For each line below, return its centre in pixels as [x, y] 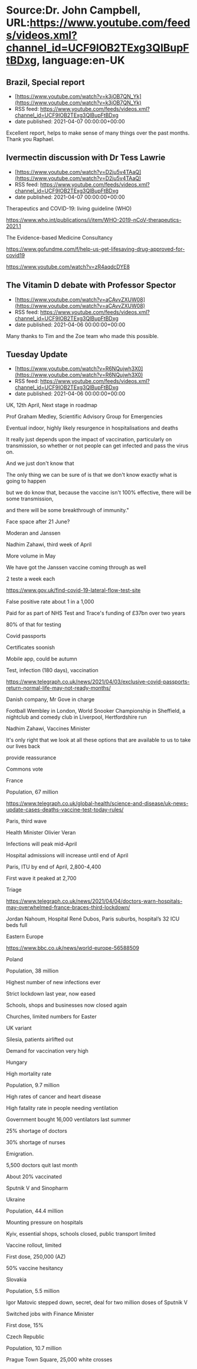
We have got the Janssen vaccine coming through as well [76, 568]
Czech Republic [25, 1337]
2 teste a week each [31, 579]
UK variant [19, 1028]
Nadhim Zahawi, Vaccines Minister [48, 729]
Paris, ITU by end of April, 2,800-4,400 [54, 867]
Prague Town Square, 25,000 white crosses [59, 1360]
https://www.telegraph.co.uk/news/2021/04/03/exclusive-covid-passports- [98, 682]
